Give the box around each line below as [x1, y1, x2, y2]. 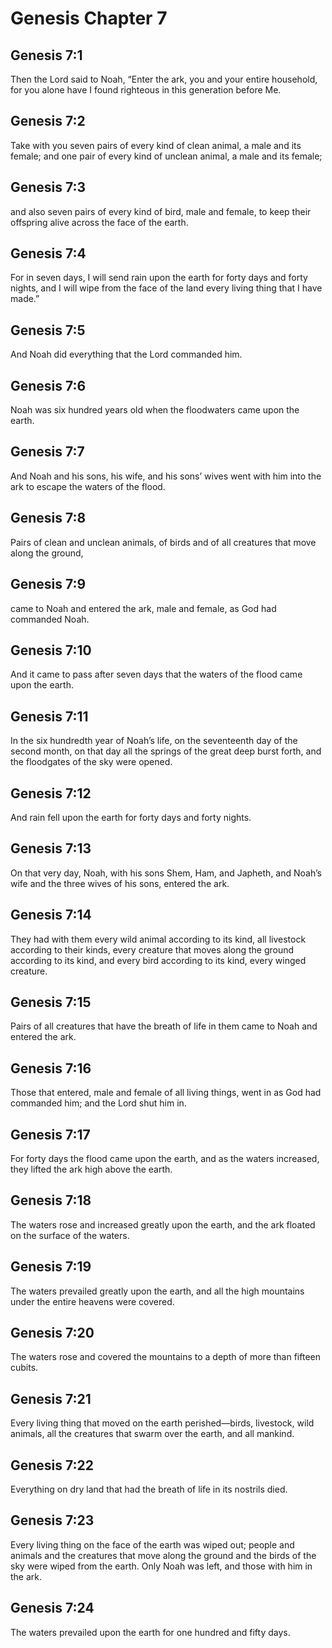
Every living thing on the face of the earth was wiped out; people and [10, 1538, 295, 1551]
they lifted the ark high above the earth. [10, 1163, 173, 1175]
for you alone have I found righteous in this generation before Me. [10, 84, 282, 96]
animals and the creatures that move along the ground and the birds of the [10, 1549, 317, 1561]
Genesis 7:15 [10, 993, 92, 1011]
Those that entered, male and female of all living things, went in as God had [10, 1087, 322, 1099]
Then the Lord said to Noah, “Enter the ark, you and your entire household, [10, 73, 318, 85]
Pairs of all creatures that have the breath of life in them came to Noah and [10, 1020, 318, 1032]
